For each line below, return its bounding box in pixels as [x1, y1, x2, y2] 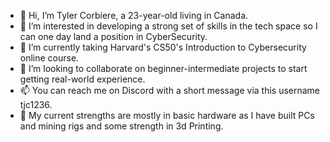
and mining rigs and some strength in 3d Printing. [19, 120, 224, 132]
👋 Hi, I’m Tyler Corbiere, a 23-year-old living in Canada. [19, 10, 249, 21]
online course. [19, 52, 80, 64]
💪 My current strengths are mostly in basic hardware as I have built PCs [19, 110, 315, 121]
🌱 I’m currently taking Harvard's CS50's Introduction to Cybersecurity [19, 41, 307, 53]
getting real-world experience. [19, 73, 146, 85]
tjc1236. [19, 99, 53, 110]
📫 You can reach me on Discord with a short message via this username [19, 85, 321, 96]
